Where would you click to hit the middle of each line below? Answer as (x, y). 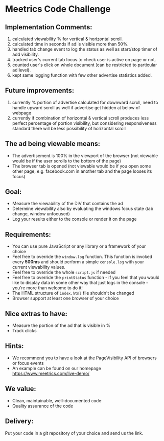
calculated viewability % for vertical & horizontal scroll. (68, 39)
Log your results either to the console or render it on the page (74, 219)
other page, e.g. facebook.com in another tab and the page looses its (82, 171)
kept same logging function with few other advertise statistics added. (82, 75)
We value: (21, 389)
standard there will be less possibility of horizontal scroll (69, 128)
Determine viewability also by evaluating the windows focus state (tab (82, 209)
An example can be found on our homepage (57, 368)
